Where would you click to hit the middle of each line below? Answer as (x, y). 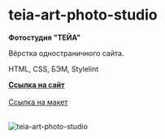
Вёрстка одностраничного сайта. (66, 53)
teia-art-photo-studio (83, 15)
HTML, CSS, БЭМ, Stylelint (54, 69)
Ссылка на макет (38, 102)
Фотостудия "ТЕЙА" (45, 37)
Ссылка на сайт (37, 85)
